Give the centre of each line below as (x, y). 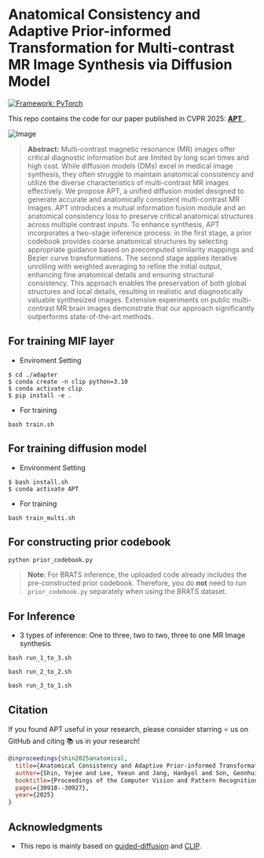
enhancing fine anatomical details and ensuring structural (121, 274)
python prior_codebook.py (50, 560)
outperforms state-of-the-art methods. (90, 316)
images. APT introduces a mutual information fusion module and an (136, 207)
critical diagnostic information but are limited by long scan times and (138, 157)
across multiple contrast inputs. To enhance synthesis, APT (123, 224)
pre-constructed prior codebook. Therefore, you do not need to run (137, 583)
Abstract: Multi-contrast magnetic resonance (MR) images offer (131, 149)
